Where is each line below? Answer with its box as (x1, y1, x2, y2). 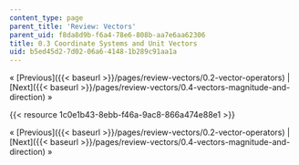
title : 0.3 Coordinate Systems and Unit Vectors (9, 38, 198, 48)
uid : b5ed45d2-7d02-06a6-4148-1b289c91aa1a (9, 47, 178, 57)
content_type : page (9, 13, 84, 23)
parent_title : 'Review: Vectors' (9, 22, 137, 31)
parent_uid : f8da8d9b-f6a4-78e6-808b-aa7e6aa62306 (9, 30, 206, 39)
